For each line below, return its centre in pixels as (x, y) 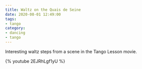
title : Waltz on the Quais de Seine (43, 10)
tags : (11, 19)
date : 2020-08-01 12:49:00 (33, 14)
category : (15, 28)
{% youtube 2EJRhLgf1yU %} (35, 61)
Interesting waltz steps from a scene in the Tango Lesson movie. (71, 51)
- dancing (15, 33)
